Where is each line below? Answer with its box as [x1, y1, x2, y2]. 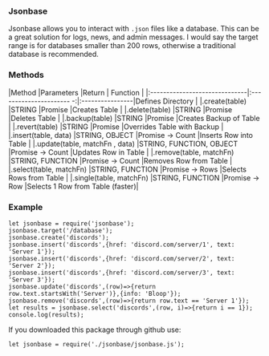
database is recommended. [8, 50, 99, 59]
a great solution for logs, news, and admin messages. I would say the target [8, 32, 259, 42]
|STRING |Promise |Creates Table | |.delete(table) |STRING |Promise [8, 104, 233, 114]
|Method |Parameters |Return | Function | [8, 87, 145, 97]
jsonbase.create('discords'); [8, 233, 110, 241]
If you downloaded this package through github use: [8, 325, 181, 334]
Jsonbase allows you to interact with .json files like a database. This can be [8, 24, 259, 34]
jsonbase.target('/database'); [8, 226, 113, 234]
